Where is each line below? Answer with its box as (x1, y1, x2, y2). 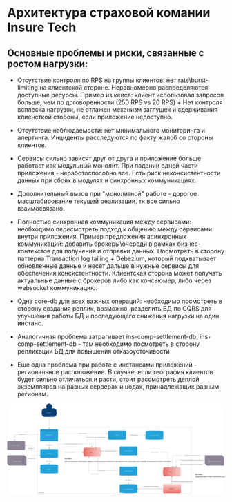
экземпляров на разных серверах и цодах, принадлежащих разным (17, 383, 220, 391)
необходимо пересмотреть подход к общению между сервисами (17, 225, 213, 233)
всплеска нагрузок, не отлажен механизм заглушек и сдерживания (17, 106, 218, 113)
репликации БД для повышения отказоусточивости (17, 347, 171, 355)
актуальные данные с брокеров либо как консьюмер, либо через (17, 276, 212, 284)
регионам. (17, 390, 48, 398)
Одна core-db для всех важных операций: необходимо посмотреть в (17, 297, 222, 305)
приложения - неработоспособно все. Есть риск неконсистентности (17, 169, 221, 177)
